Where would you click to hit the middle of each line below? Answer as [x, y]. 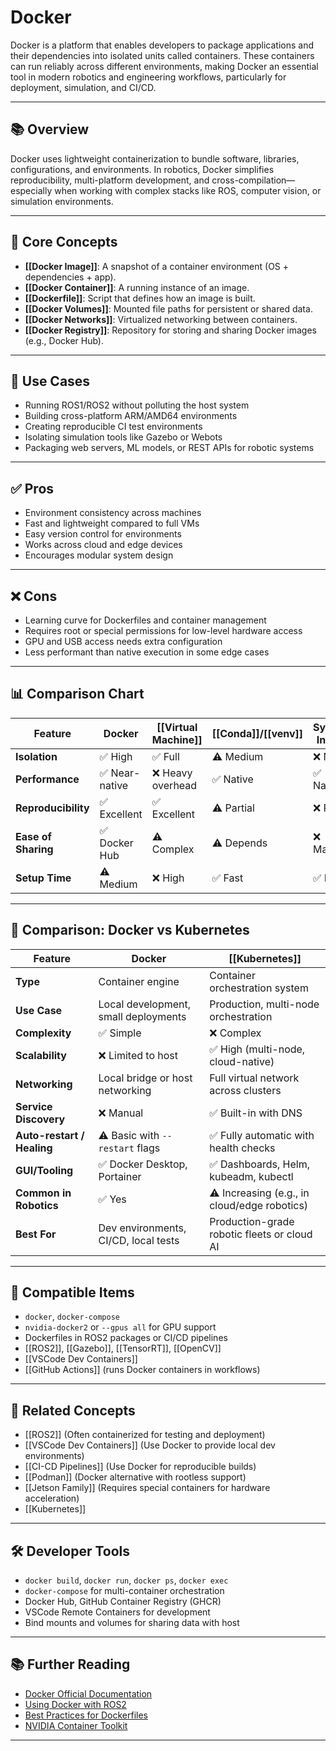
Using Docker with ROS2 [75, 1704]
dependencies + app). [70, 277]
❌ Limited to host [138, 1055]
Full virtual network [254, 1078]
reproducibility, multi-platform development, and [110, 180]
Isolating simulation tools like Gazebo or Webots [123, 437]
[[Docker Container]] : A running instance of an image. [137, 287]
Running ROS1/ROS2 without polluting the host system [137, 405]
